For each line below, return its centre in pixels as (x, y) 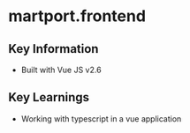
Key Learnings (49, 97)
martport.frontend (77, 16)
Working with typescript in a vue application (101, 118)
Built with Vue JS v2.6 (61, 70)
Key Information (53, 49)
